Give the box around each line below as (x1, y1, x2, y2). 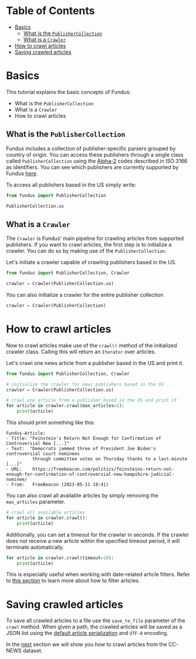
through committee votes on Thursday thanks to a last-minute (32, 456, 188, 462)
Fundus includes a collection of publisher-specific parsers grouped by (6, 145, 176, 152)
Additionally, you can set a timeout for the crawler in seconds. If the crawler (6, 531, 190, 538)
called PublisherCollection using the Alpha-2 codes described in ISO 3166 (6, 157, 188, 164)
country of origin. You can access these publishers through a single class (6, 151, 184, 158)
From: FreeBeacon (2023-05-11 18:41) (11, 482, 109, 488)
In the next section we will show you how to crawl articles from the (6, 641, 167, 648)
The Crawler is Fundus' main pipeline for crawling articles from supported (6, 235, 184, 242)
